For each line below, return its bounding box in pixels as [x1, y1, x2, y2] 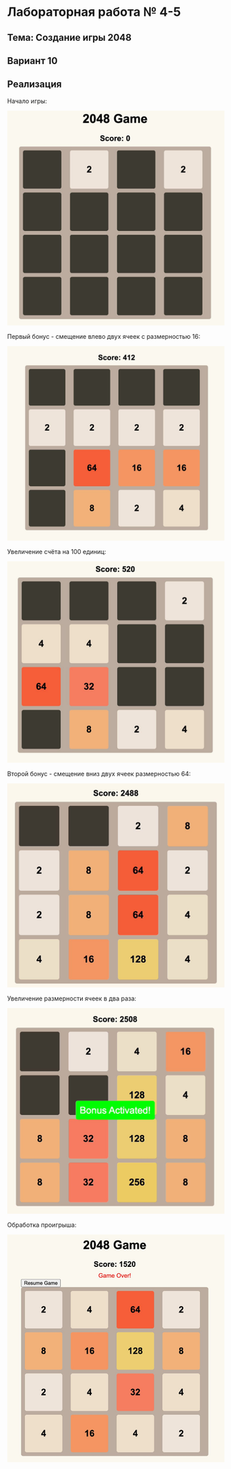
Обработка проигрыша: [7, 1221, 77, 1229]
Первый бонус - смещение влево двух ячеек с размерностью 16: [7, 333, 201, 341]
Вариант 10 [7, 55, 58, 66]
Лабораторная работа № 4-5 [7, 4, 181, 20]
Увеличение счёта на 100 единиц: [7, 547, 107, 555]
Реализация [7, 79, 62, 90]
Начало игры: [7, 97, 48, 105]
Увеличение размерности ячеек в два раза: [7, 994, 137, 1003]
